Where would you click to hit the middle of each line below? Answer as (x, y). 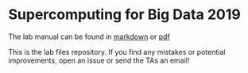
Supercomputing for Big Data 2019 (124, 15)
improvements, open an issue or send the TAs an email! (99, 60)
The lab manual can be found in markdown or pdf (89, 36)
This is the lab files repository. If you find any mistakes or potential (117, 52)
